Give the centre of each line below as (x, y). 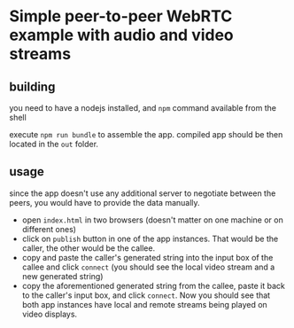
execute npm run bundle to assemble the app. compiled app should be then (146, 134)
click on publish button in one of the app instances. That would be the (150, 238)
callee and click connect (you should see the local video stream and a (148, 267)
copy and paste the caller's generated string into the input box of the (147, 257)
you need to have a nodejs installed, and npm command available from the (143, 108)
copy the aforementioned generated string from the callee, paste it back (153, 285)
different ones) (49, 229)
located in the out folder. (54, 144)
